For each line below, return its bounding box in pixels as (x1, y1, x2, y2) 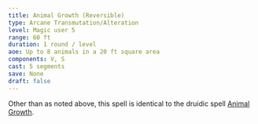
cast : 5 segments (8, 63, 65, 71)
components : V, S (8, 56, 65, 64)
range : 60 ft (8, 33, 51, 42)
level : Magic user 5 (8, 26, 76, 34)
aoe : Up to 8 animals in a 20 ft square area (8, 48, 160, 56)
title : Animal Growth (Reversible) (8, 11, 125, 20)
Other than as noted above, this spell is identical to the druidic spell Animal (8, 99, 250, 108)
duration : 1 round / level (8, 41, 97, 49)
